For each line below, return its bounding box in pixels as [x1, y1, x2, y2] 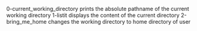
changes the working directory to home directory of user [48, 18, 191, 25]
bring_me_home [6, 18, 47, 25]
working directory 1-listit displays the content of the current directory [6, 12, 180, 19]
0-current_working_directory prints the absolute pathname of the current [6, 5, 190, 12]
